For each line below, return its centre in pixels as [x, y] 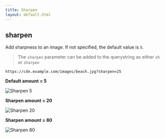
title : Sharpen [21, 10]
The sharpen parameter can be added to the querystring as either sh [89, 57]
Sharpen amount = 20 [29, 101]
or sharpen [28, 62]
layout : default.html [28, 15]
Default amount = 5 [26, 81]
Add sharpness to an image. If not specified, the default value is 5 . [74, 47]
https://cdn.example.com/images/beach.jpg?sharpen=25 [63, 72]
